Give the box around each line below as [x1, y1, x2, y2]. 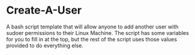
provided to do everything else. [6, 42, 84, 49]
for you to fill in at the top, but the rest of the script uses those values [6, 35, 177, 43]
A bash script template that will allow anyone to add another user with [6, 23, 179, 30]
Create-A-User [6, 4, 82, 17]
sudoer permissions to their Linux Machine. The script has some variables [6, 29, 189, 36]
